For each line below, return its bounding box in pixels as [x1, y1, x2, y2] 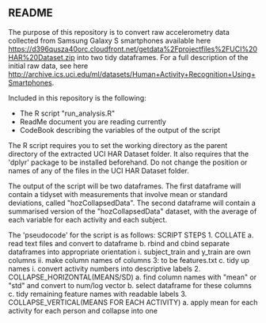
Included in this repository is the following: [8, 93, 146, 102]
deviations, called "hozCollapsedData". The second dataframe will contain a [8, 198, 256, 207]
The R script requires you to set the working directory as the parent [8, 140, 228, 150]
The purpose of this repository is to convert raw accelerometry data [8, 27, 230, 36]
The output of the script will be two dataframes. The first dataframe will [8, 181, 241, 191]
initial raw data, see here [8, 61, 89, 70]
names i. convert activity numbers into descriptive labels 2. [8, 264, 201, 273]
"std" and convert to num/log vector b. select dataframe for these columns [8, 280, 252, 290]
